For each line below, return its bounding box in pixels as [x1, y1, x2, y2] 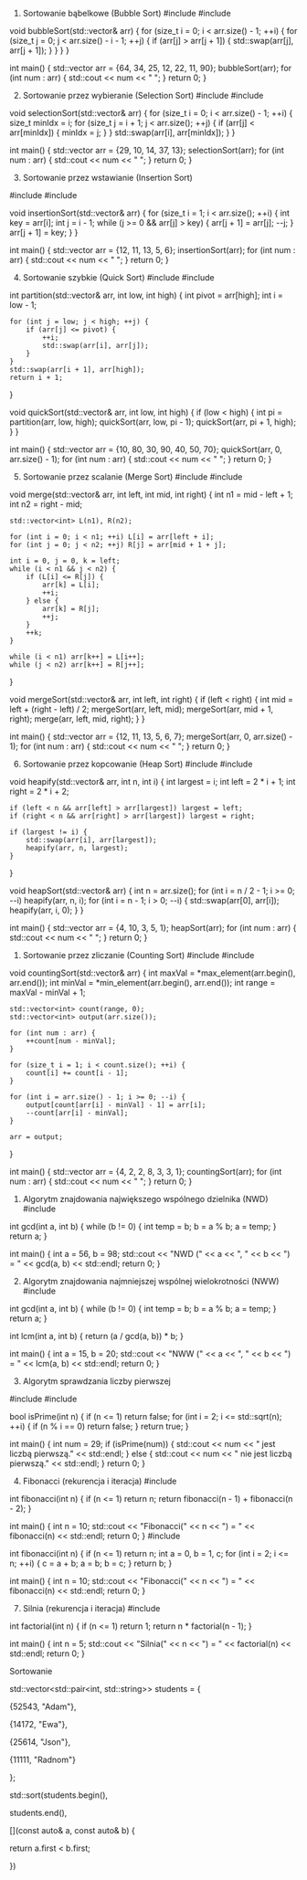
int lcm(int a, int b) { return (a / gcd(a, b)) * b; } [9, 1331, 185, 1341]
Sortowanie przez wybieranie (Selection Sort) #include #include [22, 90, 264, 100]
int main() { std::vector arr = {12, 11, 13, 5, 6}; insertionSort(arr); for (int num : [9, 245, 296, 255]
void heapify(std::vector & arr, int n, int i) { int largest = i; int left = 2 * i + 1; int [9, 776, 296, 787]
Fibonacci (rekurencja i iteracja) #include [22, 1475, 177, 1486]
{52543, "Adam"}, [9, 1701, 77, 1712]
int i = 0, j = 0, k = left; [9, 556, 121, 565]
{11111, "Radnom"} [9, 1754, 76, 1765]
